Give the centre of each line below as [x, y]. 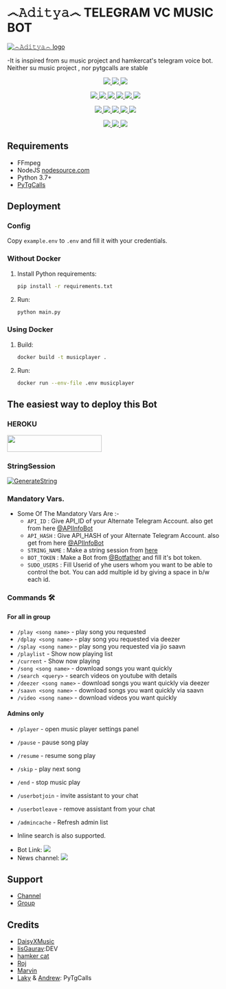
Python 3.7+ [34, 177]
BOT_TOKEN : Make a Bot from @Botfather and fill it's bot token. [114, 558]
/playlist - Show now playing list [65, 654]
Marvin [27, 970]
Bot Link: [30, 849]
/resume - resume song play [56, 755]
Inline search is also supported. [61, 835]
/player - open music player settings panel [78, 729]
